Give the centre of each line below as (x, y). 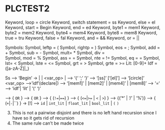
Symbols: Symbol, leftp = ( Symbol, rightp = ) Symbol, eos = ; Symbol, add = (82, 47)
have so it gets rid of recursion (43, 118)
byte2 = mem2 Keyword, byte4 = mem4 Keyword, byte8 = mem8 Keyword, (81, 32)
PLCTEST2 (28, 9)
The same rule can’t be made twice (48, 123)
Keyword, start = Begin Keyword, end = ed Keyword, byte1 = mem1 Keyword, (83, 27)
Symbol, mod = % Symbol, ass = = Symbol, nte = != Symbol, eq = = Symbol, (82, 58)
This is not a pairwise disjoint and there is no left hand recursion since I (84, 113)
